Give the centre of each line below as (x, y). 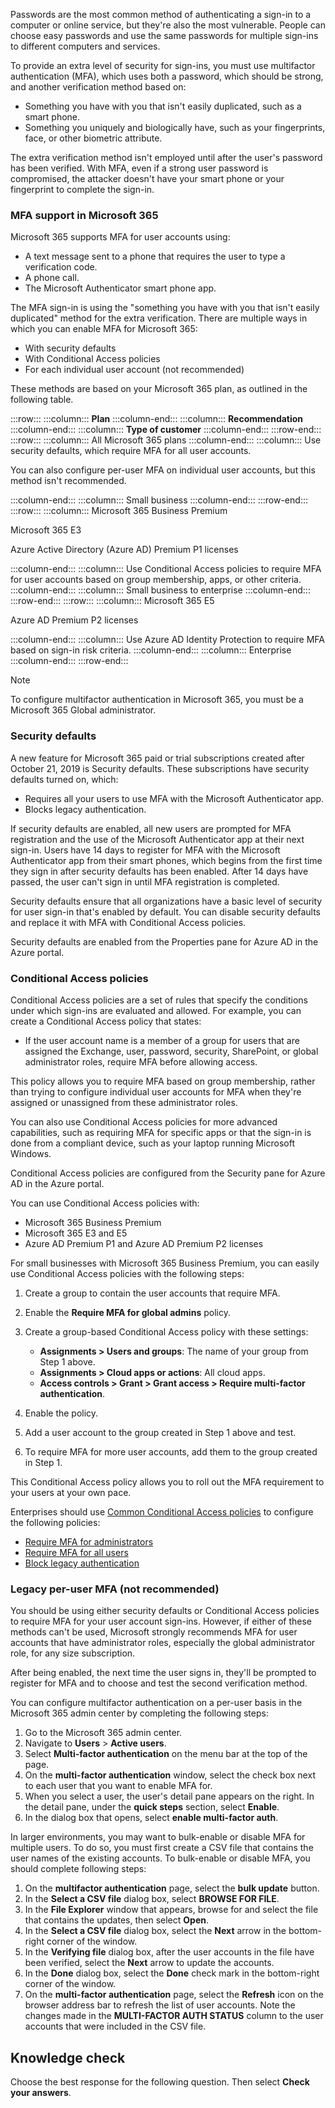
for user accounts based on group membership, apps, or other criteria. (156, 580)
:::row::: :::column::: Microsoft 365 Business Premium (119, 511)
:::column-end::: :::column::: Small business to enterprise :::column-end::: (160, 590)
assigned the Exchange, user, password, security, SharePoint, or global (171, 1051)
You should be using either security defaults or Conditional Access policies (165, 1611)
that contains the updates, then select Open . (116, 1920)
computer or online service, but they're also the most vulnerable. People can (168, 25)
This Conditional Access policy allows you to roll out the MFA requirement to (167, 1481)
